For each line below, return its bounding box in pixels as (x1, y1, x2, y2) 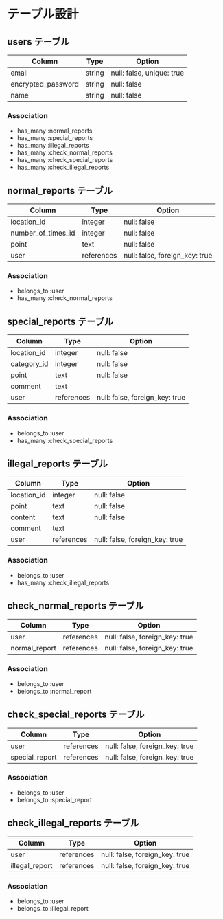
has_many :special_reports (16, 134, 93, 142)
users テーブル (7, 36, 70, 47)
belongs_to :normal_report (16, 687, 92, 695)
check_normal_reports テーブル (7, 600, 144, 612)
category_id (10, 359, 49, 369)
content (10, 512, 36, 522)
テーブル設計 (7, 6, 79, 22)
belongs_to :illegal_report (16, 904, 89, 912)
